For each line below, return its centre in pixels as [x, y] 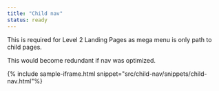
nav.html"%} [25, 81]
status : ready [28, 20]
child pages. [25, 47]
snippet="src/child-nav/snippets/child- [152, 74]
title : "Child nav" [35, 13]
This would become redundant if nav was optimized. [82, 60]
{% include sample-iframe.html [51, 74]
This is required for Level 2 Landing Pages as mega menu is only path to [109, 39]
